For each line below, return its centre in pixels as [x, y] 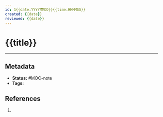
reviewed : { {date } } [25, 18]
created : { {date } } [24, 14]
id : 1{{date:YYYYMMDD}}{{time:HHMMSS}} [45, 9]
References [23, 98]
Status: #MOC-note [32, 78]
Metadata [20, 66]
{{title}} [21, 42]
